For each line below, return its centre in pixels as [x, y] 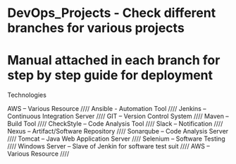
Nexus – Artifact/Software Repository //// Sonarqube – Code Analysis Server [118, 131]
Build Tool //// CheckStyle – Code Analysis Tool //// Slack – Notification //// [115, 124]
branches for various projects [96, 28]
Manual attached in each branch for [114, 60]
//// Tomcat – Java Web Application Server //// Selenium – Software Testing [116, 139]
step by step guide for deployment [110, 75]
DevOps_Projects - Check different [112, 13]
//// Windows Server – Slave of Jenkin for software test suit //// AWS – [108, 146]
